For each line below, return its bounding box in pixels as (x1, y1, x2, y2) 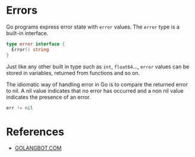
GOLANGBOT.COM (14, 145, 62, 152)
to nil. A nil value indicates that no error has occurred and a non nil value (6, 87, 184, 94)
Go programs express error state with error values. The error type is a (6, 23, 180, 30)
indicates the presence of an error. (6, 93, 91, 101)
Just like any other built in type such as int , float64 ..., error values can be (6, 63, 190, 70)
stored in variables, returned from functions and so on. (6, 69, 140, 76)
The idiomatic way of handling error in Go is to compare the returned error (6, 81, 188, 88)
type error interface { (6, 41, 65, 47)
